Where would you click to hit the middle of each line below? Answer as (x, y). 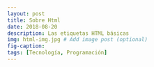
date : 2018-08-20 (32, 27)
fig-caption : (26, 46)
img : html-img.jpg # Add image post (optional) (78, 40)
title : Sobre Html (34, 20)
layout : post (26, 14)
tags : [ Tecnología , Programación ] (57, 53)
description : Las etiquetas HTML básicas (68, 33)
